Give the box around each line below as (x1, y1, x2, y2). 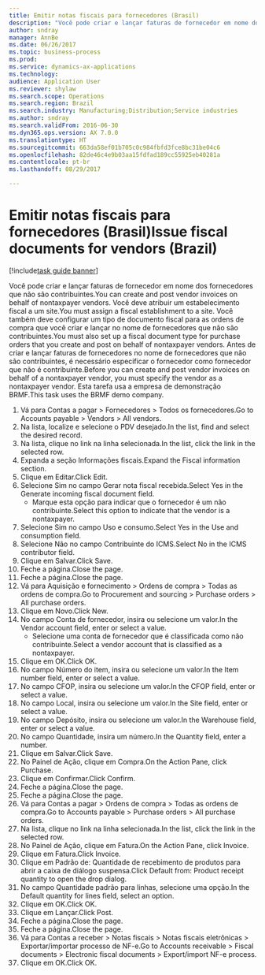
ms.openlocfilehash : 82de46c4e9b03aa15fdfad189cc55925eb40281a (9, 151, 221, 158)
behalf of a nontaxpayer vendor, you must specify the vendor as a (9, 373, 223, 382)
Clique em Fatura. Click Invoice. (20, 849, 121, 858)
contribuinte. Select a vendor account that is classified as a (31, 639, 223, 649)
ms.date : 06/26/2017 (9, 41, 77, 49)
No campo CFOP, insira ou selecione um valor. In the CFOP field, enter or (20, 681, 256, 690)
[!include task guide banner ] (9, 266, 99, 275)
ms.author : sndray (9, 114, 69, 122)
